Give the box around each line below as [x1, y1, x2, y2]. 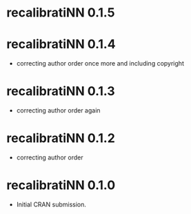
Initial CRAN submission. [16, 200, 87, 208]
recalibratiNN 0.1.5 [6, 5, 115, 21]
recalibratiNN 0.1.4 [6, 37, 116, 52]
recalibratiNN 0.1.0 [6, 177, 116, 193]
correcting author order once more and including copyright [16, 59, 184, 68]
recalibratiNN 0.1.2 [6, 130, 115, 146]
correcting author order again [16, 106, 101, 115]
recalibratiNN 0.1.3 [6, 84, 115, 99]
